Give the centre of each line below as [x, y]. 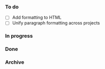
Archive [15, 62]
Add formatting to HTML [37, 18]
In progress [19, 36]
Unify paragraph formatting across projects [56, 23]
